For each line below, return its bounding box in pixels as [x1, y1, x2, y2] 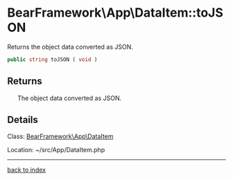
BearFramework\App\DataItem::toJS [7, 5, 224, 21]
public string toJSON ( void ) [7, 56, 98, 63]
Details [7, 114, 38, 126]
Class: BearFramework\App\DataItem [7, 132, 114, 140]
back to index [7, 165, 46, 174]
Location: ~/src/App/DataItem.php [7, 146, 105, 154]
